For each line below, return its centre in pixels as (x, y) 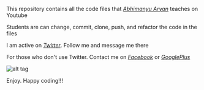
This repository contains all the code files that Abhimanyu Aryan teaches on (102, 9)
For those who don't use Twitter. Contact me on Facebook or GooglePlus (98, 57)
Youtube (17, 15)
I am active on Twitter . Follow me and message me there (77, 45)
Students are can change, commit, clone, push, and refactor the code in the (102, 27)
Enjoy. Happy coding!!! (35, 81)
